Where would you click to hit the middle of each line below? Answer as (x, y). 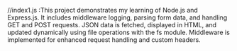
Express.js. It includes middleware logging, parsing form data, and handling (117, 17)
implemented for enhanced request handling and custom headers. (104, 40)
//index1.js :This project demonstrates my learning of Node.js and (103, 10)
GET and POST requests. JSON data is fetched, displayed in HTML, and (112, 25)
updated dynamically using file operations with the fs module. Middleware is (119, 32)
